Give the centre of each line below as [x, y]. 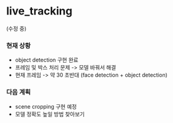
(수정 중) [16, 28]
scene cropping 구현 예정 [46, 106]
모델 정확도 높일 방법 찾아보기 [50, 114]
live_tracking [39, 11]
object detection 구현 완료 [47, 60]
